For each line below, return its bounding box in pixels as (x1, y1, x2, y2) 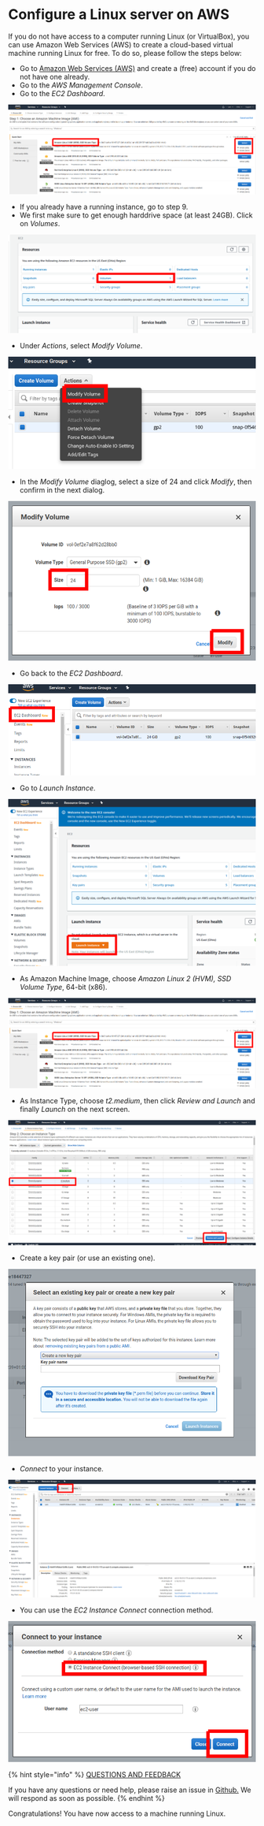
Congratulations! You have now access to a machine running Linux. (8, 1809, 226, 1818)
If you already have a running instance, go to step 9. (19, 203, 189, 212)
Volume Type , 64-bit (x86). (19, 983, 108, 992)
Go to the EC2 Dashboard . (19, 88, 106, 98)
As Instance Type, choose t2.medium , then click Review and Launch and (19, 1095, 255, 1105)
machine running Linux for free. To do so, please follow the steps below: (8, 48, 242, 58)
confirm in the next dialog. (19, 485, 105, 495)
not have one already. (19, 72, 90, 81)
